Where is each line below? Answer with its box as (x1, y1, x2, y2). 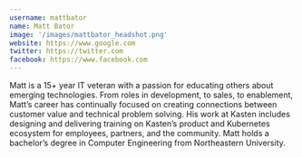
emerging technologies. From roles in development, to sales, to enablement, (9, 89, 293, 100)
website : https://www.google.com (9, 38, 136, 48)
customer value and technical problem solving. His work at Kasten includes (9, 109, 290, 119)
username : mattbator (9, 13, 88, 23)
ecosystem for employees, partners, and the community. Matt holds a (9, 128, 269, 138)
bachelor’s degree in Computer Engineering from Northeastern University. (9, 137, 286, 148)
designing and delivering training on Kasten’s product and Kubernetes (9, 118, 270, 129)
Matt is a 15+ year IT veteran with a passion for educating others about (9, 80, 274, 90)
